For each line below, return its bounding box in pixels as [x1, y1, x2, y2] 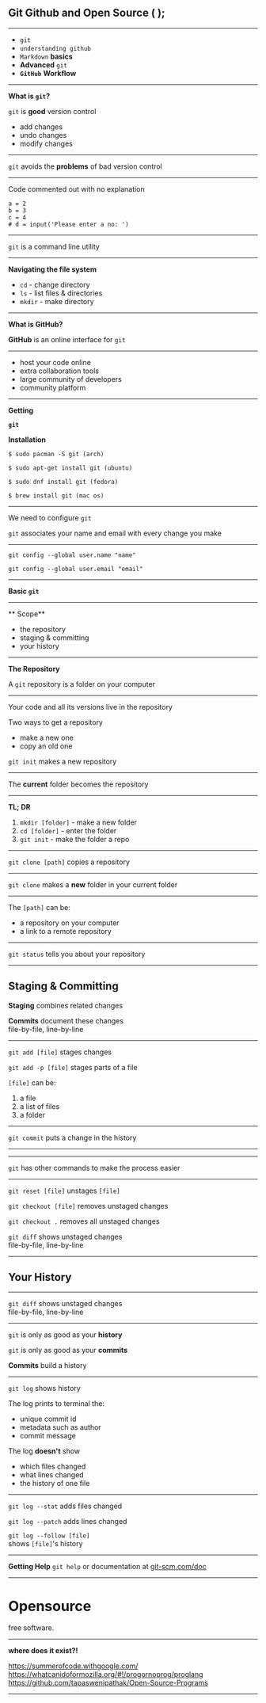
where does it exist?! [8, 1646, 78, 1655]
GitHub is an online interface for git [8, 334, 126, 344]
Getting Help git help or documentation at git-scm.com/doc [8, 1562, 207, 1572]
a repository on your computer [19, 918, 120, 928]
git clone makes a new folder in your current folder [8, 879, 178, 890]
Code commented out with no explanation [8, 184, 145, 193]
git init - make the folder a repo [19, 834, 130, 844]
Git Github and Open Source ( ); [8, 6, 165, 20]
